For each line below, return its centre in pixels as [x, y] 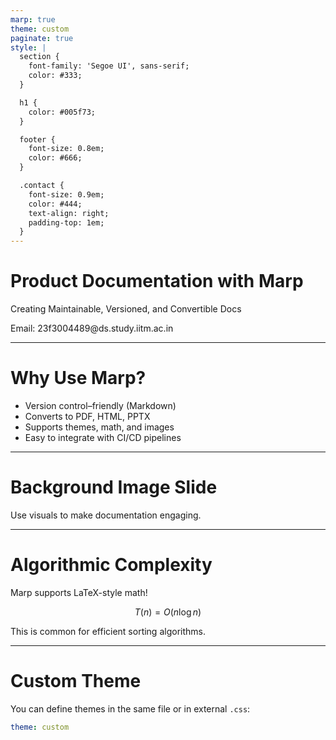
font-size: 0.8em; [66, 149]
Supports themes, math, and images [99, 427]
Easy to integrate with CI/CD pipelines [103, 437]
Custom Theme [76, 681]
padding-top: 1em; [66, 222]
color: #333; [55, 76]
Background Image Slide [114, 487]
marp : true [33, 19]
